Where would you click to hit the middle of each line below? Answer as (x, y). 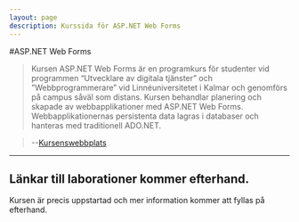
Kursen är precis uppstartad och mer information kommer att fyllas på (137, 201)
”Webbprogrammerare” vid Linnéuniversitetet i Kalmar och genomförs (159, 87)
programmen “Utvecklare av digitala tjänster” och (122, 78)
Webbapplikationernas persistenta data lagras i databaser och (145, 116)
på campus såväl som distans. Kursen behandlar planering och (146, 97)
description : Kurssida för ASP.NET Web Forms (95, 26)
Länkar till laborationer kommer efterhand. (129, 179)
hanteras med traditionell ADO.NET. (96, 125)
